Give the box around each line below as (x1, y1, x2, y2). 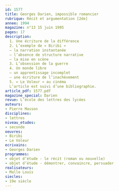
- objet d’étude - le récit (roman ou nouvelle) (5, 156, 105, 161)
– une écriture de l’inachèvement (9, 75, 79, 80)
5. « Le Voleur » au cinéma (9, 79, 67, 84)
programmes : (5, 152, 29, 156)
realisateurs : (5, 165, 34, 170)
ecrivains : (5, 143, 27, 148)
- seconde (5, 124, 25, 129)
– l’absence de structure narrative (9, 52, 84, 57)
